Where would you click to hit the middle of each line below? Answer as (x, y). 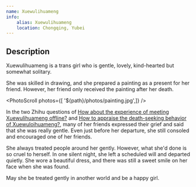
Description (28, 51)
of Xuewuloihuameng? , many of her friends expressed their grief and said (95, 124)
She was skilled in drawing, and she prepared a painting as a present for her (98, 83)
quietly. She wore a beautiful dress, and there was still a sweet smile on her (97, 161)
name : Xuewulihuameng (32, 11)
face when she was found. (38, 167)
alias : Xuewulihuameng (44, 22)
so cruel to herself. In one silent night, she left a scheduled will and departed (98, 154)
